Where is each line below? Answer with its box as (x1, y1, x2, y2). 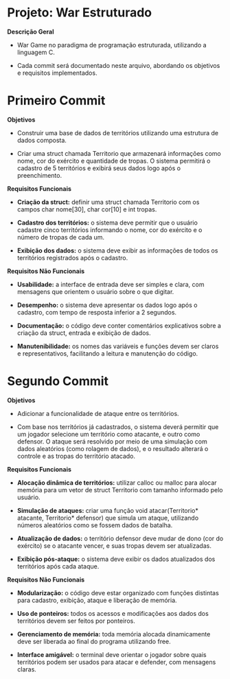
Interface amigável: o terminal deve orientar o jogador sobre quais (16, 650, 207, 658)
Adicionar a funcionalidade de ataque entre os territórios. (16, 409, 180, 417)
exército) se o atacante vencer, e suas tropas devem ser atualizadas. (16, 541, 211, 550)
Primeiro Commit (7, 93, 106, 108)
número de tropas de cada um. (16, 233, 105, 241)
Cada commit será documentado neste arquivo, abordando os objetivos (16, 61, 220, 69)
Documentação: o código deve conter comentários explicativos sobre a (16, 321, 222, 330)
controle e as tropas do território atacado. (16, 452, 136, 460)
